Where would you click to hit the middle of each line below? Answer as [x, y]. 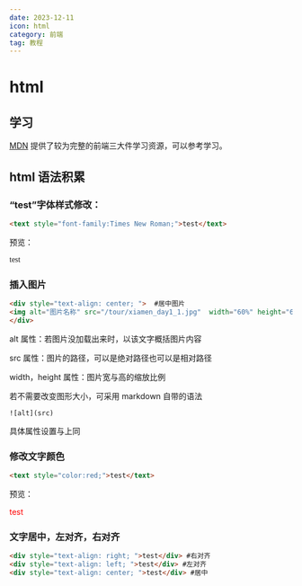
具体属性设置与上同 [45, 431]
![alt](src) [31, 413]
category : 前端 [36, 34]
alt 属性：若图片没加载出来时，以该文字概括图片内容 [106, 339]
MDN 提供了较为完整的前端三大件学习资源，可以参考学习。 [118, 146]
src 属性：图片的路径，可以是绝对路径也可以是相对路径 [111, 358]
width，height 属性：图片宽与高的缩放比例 [88, 377]
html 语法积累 [47, 177]
